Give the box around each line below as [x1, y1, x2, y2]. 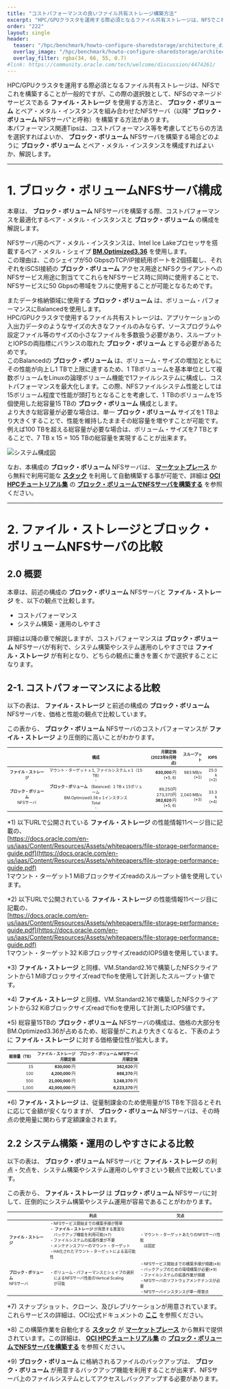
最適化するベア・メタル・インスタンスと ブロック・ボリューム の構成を [18, 215, 220, 223]
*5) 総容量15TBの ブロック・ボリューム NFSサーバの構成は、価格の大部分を [7, 1018, 221, 1026]
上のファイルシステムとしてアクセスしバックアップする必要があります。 [18, 1375, 222, 1383]
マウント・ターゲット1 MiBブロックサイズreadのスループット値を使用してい [9, 871, 222, 880]
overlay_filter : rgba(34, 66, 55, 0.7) [13, 55, 127, 62]
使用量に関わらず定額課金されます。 [18, 1115, 121, 1124]
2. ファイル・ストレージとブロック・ [7, 522, 213, 537]
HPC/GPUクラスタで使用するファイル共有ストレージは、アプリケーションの [7, 313, 220, 322]
